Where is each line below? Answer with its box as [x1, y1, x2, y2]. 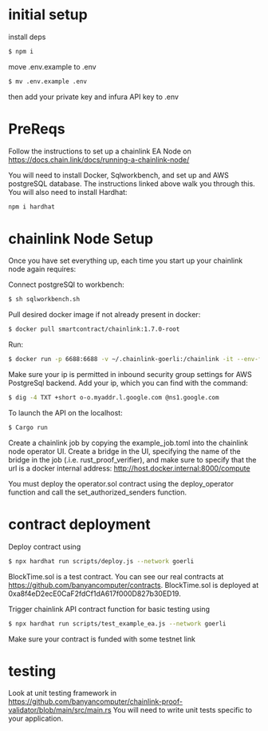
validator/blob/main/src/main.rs [8, 705, 112, 715]
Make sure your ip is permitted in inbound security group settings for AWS [8, 370, 253, 379]
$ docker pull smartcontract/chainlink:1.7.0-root [8, 325, 180, 333]
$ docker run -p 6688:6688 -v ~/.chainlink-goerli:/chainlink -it [8, 356, 234, 364]
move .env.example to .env [8, 62, 97, 71]
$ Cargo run [8, 423, 48, 431]
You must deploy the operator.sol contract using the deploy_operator [8, 479, 234, 488]
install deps [8, 32, 46, 42]
